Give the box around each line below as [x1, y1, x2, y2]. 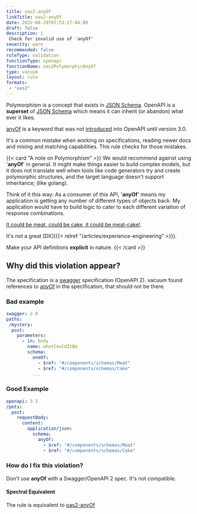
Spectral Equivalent [6, 488, 55, 495]
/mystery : [8, 321, 33, 327]
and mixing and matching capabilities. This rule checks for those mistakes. [6, 142, 188, 150]
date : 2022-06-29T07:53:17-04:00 [6, 19, 88, 25]
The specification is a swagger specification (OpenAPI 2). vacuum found [6, 276, 183, 283]
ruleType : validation [6, 52, 60, 58]
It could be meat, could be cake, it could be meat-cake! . [6, 221, 142, 228]
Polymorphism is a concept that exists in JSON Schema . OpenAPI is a [6, 101, 176, 108]
